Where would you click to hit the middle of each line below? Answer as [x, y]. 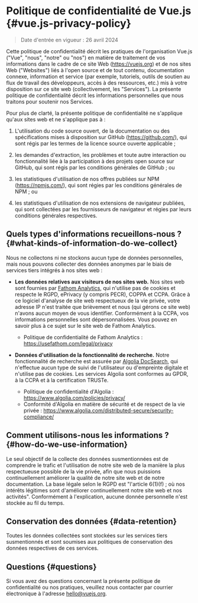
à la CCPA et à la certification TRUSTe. [61, 380]
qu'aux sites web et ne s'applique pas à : [56, 119]
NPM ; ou [26, 191]
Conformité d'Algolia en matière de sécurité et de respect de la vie [104, 404]
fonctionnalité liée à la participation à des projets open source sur [94, 161]
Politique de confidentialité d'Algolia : [69, 391]
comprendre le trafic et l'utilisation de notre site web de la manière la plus [95, 465]
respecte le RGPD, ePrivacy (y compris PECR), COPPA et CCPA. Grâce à [102, 294]
